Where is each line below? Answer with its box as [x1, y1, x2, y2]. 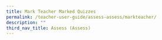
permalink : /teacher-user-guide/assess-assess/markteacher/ [6, 14, 157, 20]
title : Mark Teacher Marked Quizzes [6, 8, 96, 15]
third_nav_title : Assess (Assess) [6, 25, 91, 31]
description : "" [6, 19, 46, 25]
